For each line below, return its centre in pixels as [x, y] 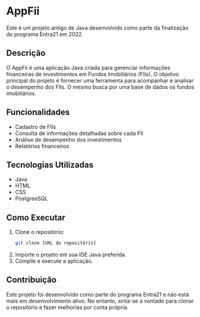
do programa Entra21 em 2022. [45, 34]
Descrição [26, 53]
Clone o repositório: [39, 232]
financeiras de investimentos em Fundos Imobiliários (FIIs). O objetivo [93, 74]
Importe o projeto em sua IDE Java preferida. [70, 255]
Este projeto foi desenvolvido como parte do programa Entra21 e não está [98, 294]
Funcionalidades [38, 112]
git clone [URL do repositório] [55, 243]
